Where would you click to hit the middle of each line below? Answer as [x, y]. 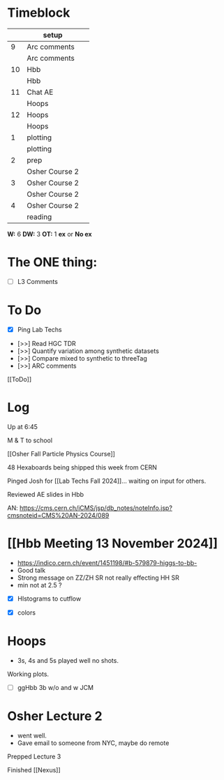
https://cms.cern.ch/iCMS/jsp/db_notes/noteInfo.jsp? [96, 508]
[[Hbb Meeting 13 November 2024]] [113, 544]
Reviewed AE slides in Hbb [46, 494]
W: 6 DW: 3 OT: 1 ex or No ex [50, 234]
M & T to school [30, 440]
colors [27, 613]
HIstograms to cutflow [49, 599]
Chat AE [40, 92]
